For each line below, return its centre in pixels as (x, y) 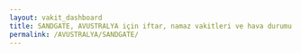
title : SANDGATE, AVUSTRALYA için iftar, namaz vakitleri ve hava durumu (151, 26)
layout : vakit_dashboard (56, 18)
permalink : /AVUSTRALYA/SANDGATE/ (74, 34)
